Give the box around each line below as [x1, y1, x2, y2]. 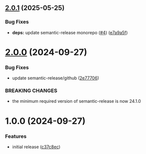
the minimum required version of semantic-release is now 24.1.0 [12, 98, 141, 104]
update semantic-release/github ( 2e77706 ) [12, 75, 99, 81]
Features [5, 133, 27, 139]
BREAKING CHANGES [5, 87, 58, 94]
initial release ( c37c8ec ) [12, 144, 61, 150]
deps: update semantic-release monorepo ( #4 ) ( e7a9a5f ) [12, 29, 128, 36]
